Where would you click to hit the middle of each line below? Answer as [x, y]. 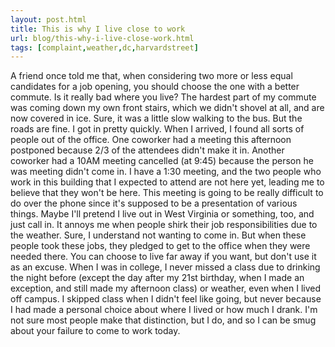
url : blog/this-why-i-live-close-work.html [102, 38]
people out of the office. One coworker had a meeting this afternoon [151, 140]
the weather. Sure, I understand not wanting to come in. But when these [158, 235]
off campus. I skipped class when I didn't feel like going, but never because [166, 299]
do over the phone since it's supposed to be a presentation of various [154, 203]
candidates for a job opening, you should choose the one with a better [155, 87]
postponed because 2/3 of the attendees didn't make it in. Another [147, 150]
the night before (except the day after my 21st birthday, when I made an [157, 278]
